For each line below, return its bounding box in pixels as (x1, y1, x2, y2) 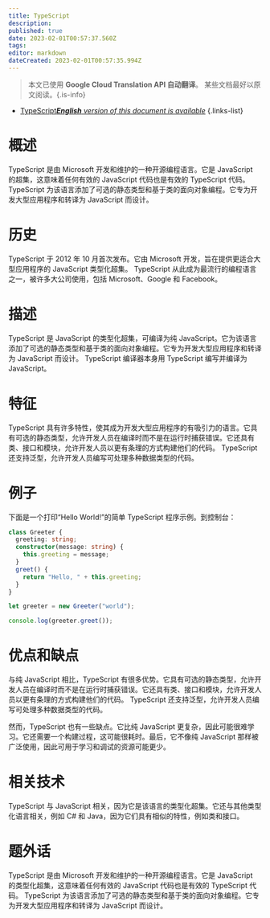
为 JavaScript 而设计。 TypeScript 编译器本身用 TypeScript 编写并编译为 (8, 353, 247, 363)
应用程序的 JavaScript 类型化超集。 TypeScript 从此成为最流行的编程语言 (14, 264, 257, 273)
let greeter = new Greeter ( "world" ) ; (8, 602, 135, 611)
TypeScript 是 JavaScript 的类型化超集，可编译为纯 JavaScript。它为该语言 (8, 333, 257, 342)
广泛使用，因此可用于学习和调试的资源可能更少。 (8, 742, 170, 752)
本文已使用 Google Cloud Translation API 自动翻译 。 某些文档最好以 (27, 80, 255, 89)
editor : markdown (8, 49, 67, 57)
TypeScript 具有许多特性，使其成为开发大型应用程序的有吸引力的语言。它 (8, 423, 251, 432)
